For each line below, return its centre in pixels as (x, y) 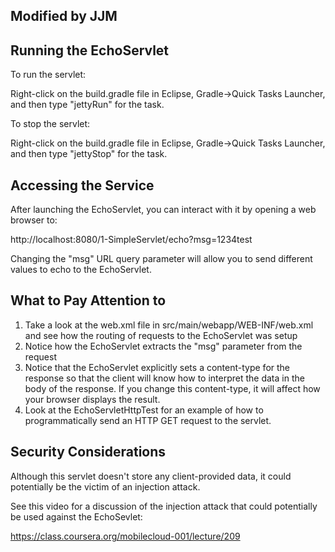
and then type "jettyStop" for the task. (89, 154)
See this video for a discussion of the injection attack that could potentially (164, 506)
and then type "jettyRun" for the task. (87, 105)
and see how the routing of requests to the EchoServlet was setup (161, 335)
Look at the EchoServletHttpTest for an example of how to (144, 410)
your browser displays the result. (92, 399)
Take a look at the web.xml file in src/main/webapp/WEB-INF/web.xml (169, 325)
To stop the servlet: (50, 124)
